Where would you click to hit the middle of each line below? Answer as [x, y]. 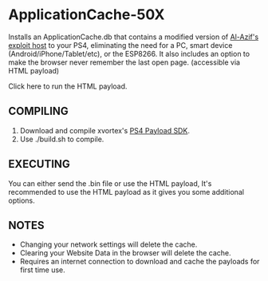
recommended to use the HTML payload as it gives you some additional [126, 192]
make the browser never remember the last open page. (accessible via [124, 62]
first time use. [42, 270]
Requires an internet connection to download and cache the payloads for [140, 262]
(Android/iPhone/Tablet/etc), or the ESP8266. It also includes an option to [129, 53]
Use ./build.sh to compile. [62, 139]
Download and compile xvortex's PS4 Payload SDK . [104, 130]
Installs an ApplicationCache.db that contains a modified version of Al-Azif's [134, 37]
